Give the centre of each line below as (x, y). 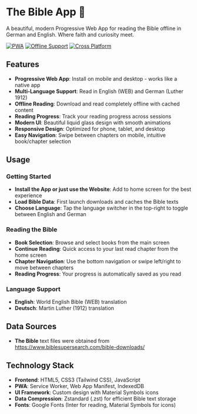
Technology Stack (40, 365)
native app (27, 85)
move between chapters (44, 267)
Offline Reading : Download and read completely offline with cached (97, 104)
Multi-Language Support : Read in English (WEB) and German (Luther (99, 91)
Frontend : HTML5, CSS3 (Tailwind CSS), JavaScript (77, 380)
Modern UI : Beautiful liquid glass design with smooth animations (93, 122)
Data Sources (31, 327)
